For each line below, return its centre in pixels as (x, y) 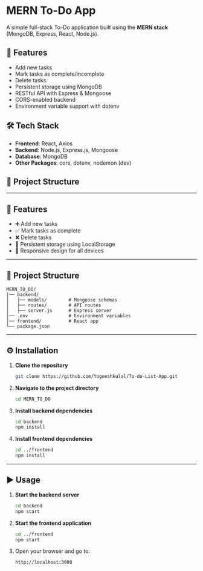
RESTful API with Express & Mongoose (63, 93)
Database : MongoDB (41, 156)
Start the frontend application (53, 523)
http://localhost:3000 (43, 563)
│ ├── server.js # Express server (59, 311)
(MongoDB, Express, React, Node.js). (53, 33)
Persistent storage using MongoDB (59, 87)
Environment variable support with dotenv (67, 106)
